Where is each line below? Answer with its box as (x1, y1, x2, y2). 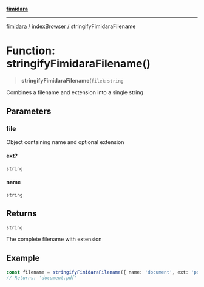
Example (6, 253, 40, 263)
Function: (6, 44, 56, 58)
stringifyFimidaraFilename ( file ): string (21, 77, 124, 84)
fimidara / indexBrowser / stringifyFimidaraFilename (6, 22, 136, 30)
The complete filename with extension (6, 235, 102, 243)
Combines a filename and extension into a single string (6, 88, 144, 96)
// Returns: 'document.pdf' (6, 275, 78, 281)
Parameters (6, 106, 52, 117)
